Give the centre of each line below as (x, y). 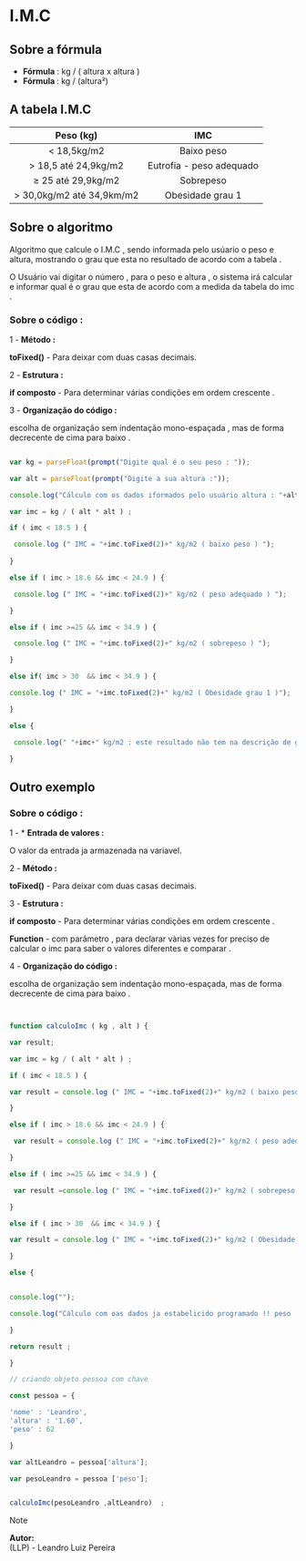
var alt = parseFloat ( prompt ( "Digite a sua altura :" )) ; (120, 478)
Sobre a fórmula (56, 50)
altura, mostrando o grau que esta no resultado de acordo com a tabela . (146, 259)
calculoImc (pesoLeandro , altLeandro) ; (87, 1503)
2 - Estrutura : (36, 375)
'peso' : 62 (32, 1429)
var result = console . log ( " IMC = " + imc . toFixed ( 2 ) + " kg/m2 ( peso (146, 1141)
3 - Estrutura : (36, 904)
